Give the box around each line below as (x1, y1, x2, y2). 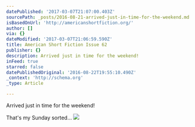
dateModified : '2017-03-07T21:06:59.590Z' (6, 36, 113, 42)
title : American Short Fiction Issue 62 (6, 42, 108, 48)
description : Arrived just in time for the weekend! (6, 53, 139, 59)
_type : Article (6, 81, 44, 87)
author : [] (6, 25, 33, 31)
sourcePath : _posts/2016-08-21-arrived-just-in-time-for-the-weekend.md (6, 14, 190, 20)
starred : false (6, 63, 44, 70)
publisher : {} (6, 47, 41, 53)
